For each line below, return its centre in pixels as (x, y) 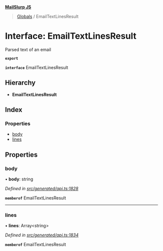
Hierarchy (20, 83)
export (12, 58)
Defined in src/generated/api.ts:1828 (42, 189)
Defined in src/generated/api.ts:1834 (42, 235)
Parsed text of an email (28, 49)
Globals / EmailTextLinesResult (48, 16)
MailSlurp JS (18, 7)
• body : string (19, 179)
